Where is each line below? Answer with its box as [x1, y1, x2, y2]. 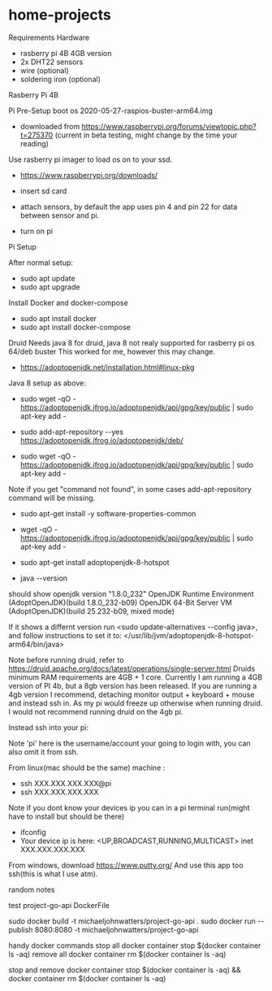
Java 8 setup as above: [8, 378, 87, 388]
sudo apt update [19, 273, 76, 283]
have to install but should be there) [8, 811, 125, 821]
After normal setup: [8, 258, 73, 267]
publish [8, 924, 33, 934]
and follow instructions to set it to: [8, 630, 122, 640]
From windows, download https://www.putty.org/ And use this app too [8, 860, 244, 870]
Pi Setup [8, 241, 37, 251]
